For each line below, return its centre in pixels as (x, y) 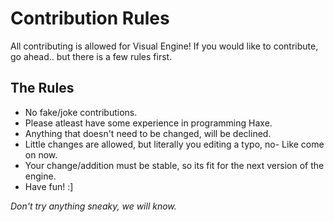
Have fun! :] (49, 186)
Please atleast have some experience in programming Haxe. (148, 123)
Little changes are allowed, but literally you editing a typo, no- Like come (174, 144)
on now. (41, 154)
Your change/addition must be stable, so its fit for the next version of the (174, 165)
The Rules (42, 88)
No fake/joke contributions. (81, 112)
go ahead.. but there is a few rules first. (91, 56)
